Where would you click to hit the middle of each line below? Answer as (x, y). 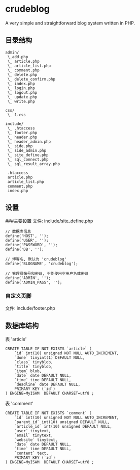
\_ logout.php (22, 92)
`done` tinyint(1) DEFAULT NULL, (50, 357)
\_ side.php (20, 146)
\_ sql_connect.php (28, 159)
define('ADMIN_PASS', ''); (34, 282)
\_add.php (18, 57)
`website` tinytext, (36, 440)
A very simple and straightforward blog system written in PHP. (70, 23)
